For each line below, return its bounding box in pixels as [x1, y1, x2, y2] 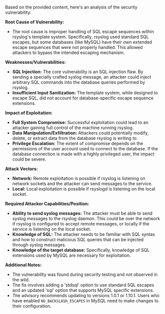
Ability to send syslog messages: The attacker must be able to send [12, 210, 153, 216]
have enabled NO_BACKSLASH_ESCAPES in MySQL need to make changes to [12, 298, 159, 304]
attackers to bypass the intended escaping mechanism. [12, 49, 125, 55]
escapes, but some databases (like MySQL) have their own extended [12, 39, 152, 45]
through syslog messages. [12, 242, 66, 248]
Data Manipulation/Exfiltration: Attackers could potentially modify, [12, 130, 149, 135]
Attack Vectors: [5, 166, 38, 172]
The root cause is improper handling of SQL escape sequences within [12, 29, 154, 34]
